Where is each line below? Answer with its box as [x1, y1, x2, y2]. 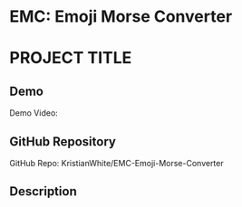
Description [9, 183, 77, 200]
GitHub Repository [9, 134, 116, 149]
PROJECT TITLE [9, 48, 132, 69]
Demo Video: [9, 108, 59, 118]
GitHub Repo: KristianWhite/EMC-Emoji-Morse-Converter [9, 158, 224, 168]
